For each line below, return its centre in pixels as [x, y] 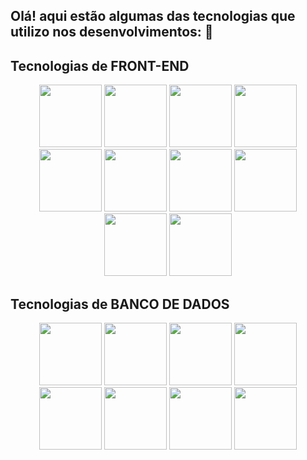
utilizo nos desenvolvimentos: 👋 [112, 32]
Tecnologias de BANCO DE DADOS [120, 304]
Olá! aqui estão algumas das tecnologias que [153, 16]
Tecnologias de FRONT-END [100, 65]
